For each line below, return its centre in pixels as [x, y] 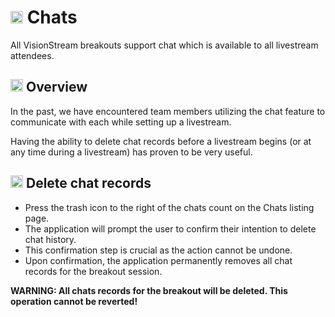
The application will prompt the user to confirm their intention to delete [170, 228]
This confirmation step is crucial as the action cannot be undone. [158, 250]
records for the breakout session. [93, 271]
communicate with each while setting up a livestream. [121, 122]
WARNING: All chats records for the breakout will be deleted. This [149, 290]
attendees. [32, 55]
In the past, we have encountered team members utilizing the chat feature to [168, 111]
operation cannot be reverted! [74, 301]
